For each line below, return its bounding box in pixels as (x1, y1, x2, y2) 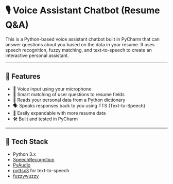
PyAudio (12, 162, 31, 168)
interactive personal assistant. (5, 52, 70, 59)
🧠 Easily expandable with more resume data (12, 109, 106, 116)
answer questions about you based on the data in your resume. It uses (5, 41, 155, 47)
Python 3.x (12, 151, 36, 157)
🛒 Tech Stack (5, 137, 48, 146)
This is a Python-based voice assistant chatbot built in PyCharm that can (5, 36, 160, 42)
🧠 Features (5, 72, 41, 81)
